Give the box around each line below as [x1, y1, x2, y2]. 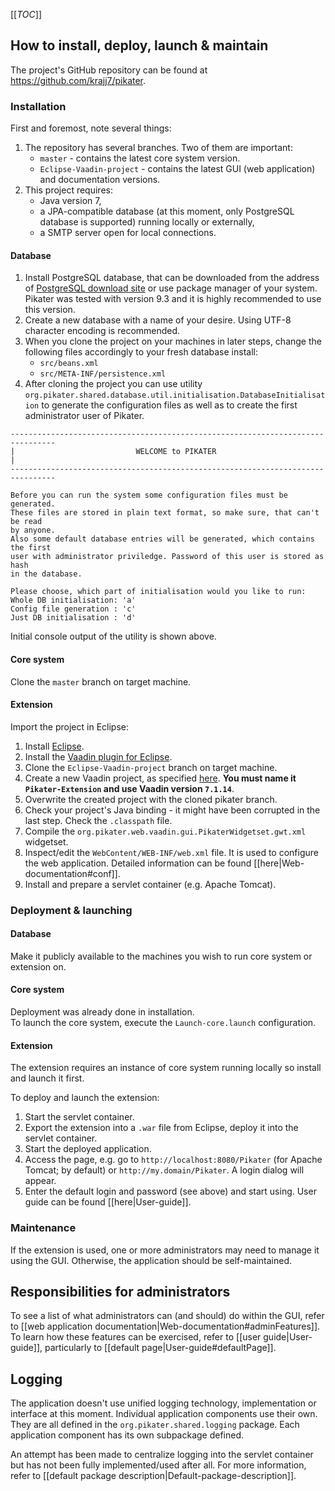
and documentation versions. [39, 174, 161, 186]
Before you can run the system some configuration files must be [10, 490, 288, 501]
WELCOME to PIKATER [135, 447, 217, 457]
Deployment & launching [10, 903, 133, 917]
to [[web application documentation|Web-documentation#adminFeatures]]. [10, 1320, 321, 1333]
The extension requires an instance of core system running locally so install [10, 1062, 322, 1074]
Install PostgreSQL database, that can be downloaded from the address [24, 272, 320, 284]
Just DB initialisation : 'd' [10, 613, 137, 623]
